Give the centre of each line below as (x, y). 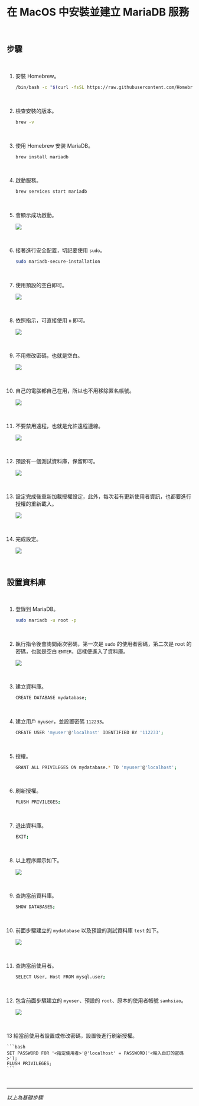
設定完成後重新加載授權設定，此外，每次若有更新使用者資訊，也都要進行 (103, 496)
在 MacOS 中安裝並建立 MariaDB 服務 (98, 12)
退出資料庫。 (31, 825)
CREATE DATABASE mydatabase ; (51, 697)
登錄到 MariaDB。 (37, 609)
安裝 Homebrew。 (37, 76)
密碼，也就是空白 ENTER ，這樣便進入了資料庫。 (72, 651)
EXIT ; (22, 837)
